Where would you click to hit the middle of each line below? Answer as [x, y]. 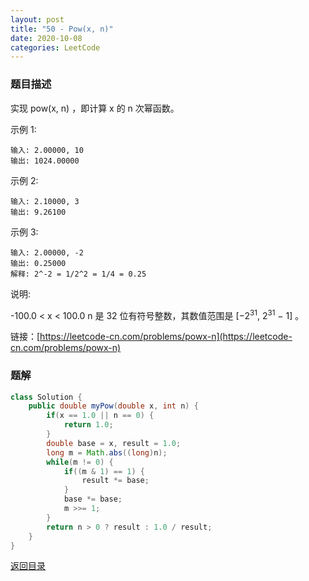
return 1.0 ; [88, 425]
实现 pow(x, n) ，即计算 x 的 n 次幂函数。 [95, 108]
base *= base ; [93, 499]
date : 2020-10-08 [46, 38]
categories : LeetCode [55, 47]
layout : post [37, 19]
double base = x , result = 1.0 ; [114, 443]
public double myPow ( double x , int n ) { [113, 406]
